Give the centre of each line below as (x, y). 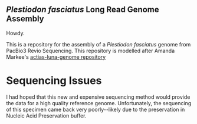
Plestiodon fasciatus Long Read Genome (83, 10)
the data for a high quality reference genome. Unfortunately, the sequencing (99, 103)
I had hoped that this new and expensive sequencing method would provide (98, 97)
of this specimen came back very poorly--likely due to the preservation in (96, 109)
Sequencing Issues (54, 81)
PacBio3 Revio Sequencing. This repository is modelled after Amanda (91, 51)
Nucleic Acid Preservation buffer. (46, 115)
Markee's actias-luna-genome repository (56, 57)
